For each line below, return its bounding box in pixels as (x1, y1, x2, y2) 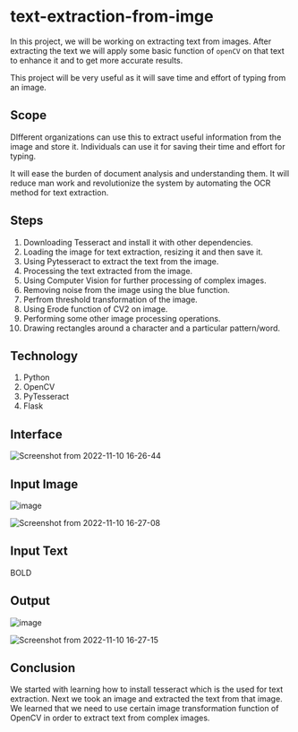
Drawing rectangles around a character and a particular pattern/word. (22, 323, 281, 333)
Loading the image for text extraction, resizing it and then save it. (22, 246, 263, 257)
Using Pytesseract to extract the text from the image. (22, 255, 219, 266)
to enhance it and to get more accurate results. (10, 55, 183, 65)
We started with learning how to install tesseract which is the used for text (10, 684, 284, 695)
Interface (10, 426, 63, 442)
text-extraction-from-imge (10, 6, 214, 27)
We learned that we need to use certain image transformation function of (10, 703, 279, 714)
